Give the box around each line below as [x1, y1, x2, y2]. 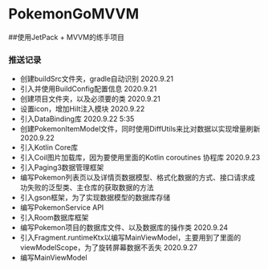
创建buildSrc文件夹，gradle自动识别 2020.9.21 [19, 74, 174, 84]
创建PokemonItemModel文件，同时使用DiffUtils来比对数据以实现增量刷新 [19, 124, 261, 134]
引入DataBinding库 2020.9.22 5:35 [19, 114, 135, 124]
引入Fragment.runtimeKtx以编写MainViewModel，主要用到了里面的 [19, 233, 242, 243]
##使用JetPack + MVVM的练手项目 [8, 32, 124, 42]
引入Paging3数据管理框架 [19, 163, 104, 172]
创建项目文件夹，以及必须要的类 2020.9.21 [19, 94, 160, 104]
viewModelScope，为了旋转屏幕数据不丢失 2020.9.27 [19, 243, 198, 252]
